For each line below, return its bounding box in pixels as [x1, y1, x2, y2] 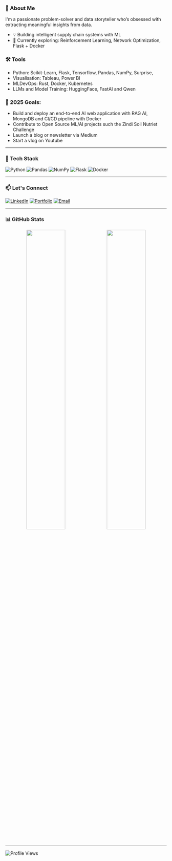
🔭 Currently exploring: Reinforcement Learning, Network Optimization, [12, 37, 161, 44]
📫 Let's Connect [5, 184, 48, 191]
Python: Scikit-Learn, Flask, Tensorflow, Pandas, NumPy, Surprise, [12, 69, 154, 76]
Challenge [12, 126, 35, 133]
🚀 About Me [5, 5, 35, 12]
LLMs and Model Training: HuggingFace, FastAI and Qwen [12, 85, 136, 92]
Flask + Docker [12, 43, 45, 49]
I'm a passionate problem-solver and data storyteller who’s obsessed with [5, 16, 161, 23]
